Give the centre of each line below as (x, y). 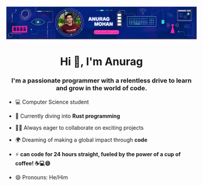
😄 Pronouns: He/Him (41, 177)
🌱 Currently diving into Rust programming (68, 116)
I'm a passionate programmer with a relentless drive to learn (101, 81)
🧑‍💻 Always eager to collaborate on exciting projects (79, 127)
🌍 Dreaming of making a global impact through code (81, 139)
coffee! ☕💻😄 (33, 163)
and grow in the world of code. (101, 88)
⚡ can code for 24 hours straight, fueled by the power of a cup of (98, 154)
